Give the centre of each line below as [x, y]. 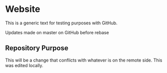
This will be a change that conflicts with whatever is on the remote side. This [84, 60]
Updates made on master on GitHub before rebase [57, 32]
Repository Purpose [37, 48]
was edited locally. [24, 65]
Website [23, 9]
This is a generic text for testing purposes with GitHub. [61, 23]
